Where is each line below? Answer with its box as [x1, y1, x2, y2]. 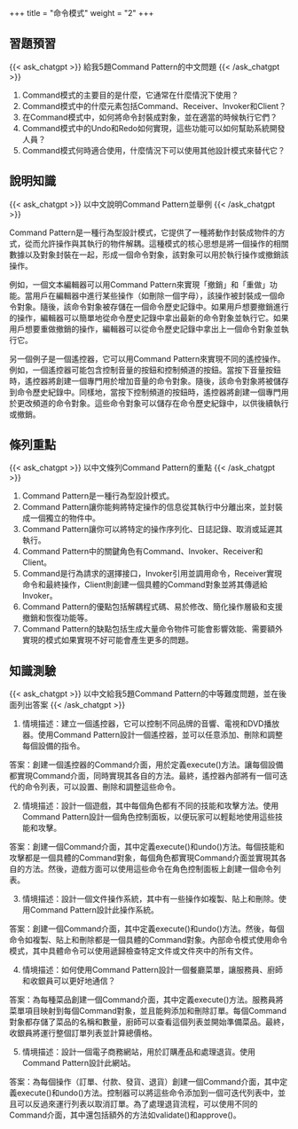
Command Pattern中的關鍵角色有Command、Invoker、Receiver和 [21, 546, 263, 557]
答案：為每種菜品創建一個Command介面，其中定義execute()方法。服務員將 [9, 994, 284, 1005]
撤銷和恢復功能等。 [21, 613, 93, 623]
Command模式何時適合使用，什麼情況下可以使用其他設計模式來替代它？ [21, 145, 286, 155]
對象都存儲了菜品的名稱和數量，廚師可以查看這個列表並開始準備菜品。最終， [9, 1016, 289, 1027]
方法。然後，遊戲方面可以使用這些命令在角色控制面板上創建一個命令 [24, 864, 273, 874]
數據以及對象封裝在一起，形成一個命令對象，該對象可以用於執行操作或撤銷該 [9, 249, 289, 260]
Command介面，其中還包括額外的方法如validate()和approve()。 [9, 1109, 241, 1120]
